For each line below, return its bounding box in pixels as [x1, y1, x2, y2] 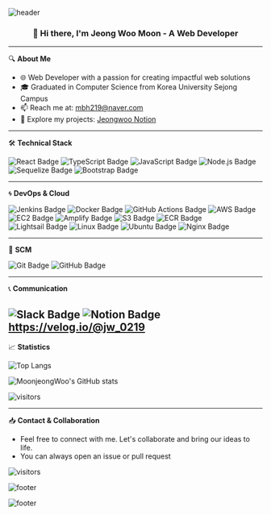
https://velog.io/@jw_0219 [8, 320, 145, 334]
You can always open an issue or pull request [19, 451, 171, 461]
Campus [19, 93, 48, 104]
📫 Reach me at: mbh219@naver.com [19, 103, 144, 113]
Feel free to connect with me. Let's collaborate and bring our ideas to [19, 434, 250, 444]
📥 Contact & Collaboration [8, 416, 100, 426]
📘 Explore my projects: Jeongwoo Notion [19, 114, 156, 124]
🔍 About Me [8, 54, 51, 64]
